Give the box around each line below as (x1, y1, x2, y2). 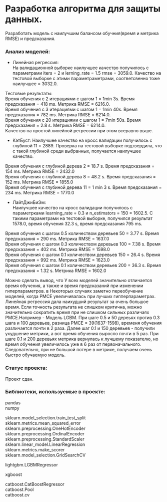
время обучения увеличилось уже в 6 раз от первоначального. (5, 341, 141, 347)
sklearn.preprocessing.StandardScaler (5, 436, 85, 442)
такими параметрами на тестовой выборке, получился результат (12, 215, 153, 221)
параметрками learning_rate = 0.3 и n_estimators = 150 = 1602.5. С (12, 210, 153, 216)
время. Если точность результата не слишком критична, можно (5, 304, 142, 310)
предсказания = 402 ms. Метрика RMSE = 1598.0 (5, 246, 110, 253)
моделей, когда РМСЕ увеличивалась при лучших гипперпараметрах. (5, 294, 156, 300)
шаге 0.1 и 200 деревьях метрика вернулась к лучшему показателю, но (5, 336, 158, 342)
